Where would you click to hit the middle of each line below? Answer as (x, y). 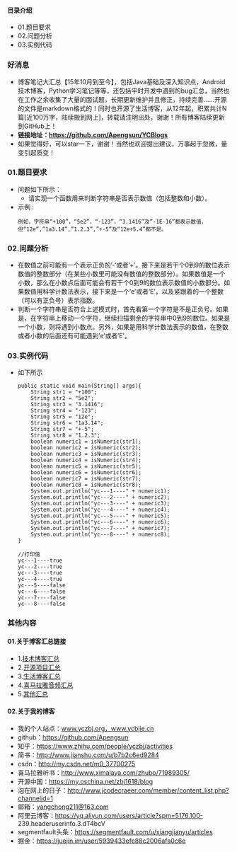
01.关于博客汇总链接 (37, 641)
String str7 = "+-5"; (62, 430)
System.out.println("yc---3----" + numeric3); (100, 504)
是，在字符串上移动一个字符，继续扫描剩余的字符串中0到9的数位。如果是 (124, 318)
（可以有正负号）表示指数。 (58, 301)
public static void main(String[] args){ (79, 386)
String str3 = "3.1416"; (67, 405)
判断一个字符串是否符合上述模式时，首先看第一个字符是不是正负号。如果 (123, 309)
